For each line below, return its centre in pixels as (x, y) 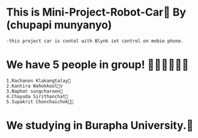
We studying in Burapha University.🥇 (100, 126)
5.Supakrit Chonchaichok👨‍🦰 (40, 101)
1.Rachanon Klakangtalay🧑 (38, 80)
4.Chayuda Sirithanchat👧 (37, 96)
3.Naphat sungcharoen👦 (34, 91)
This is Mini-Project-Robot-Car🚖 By (96, 12)
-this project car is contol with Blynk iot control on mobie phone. (95, 41)
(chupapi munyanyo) (59, 25)
